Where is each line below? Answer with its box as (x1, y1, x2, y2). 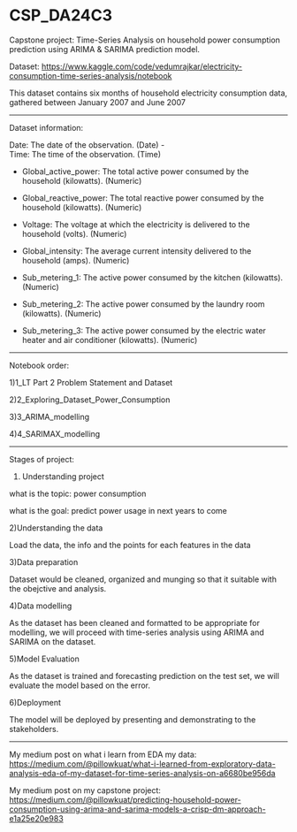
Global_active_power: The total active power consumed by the (21, 165, 249, 177)
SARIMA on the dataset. (9, 636, 96, 646)
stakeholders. (9, 723, 59, 734)
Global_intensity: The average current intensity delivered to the (21, 245, 252, 256)
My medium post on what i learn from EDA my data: (9, 749, 197, 759)
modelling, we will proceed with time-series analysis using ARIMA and (9, 627, 265, 637)
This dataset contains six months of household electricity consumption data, (9, 88, 288, 98)
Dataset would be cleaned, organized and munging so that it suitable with (9, 574, 277, 584)
